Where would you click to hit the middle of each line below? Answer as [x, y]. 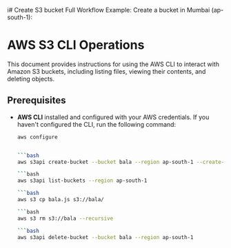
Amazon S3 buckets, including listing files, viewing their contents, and [107, 71]
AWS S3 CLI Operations [76, 45]
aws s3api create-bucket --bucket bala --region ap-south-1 [105, 162]
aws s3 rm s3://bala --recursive [65, 218]
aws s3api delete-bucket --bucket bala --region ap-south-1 [105, 237]
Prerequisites [37, 100]
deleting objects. [31, 79]
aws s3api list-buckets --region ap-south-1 [82, 181]
